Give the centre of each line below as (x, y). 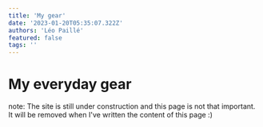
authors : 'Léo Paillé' (46, 30)
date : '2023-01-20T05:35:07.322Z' (66, 23)
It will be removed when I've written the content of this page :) (111, 115)
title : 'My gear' (37, 15)
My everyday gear (70, 85)
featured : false (35, 38)
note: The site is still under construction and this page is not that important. (132, 106)
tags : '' (23, 45)
